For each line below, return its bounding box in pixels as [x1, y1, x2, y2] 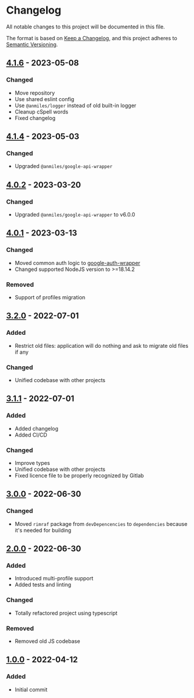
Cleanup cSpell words [14, 108, 69, 115]
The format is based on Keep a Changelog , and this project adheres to [6, 34, 177, 41]
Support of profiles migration [14, 293, 86, 300]
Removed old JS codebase [14, 637, 80, 645]
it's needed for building [14, 526, 72, 534]
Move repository [14, 89, 55, 96]
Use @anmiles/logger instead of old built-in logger [14, 102, 137, 109]
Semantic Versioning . [6, 41, 58, 48]
